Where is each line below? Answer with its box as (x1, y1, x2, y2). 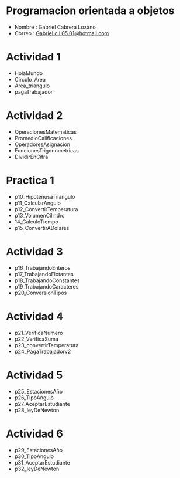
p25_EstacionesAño (14, 388, 63, 395)
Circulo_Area (14, 76, 46, 83)
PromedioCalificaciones (14, 134, 72, 141)
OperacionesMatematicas (14, 128, 77, 135)
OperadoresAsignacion (14, 141, 71, 148)
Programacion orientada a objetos (6, 4, 175, 18)
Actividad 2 (6, 109, 63, 123)
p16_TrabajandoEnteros (14, 264, 71, 271)
